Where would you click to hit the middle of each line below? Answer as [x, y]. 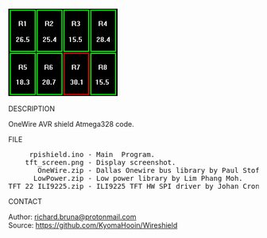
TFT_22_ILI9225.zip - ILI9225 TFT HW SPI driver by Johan [124, 186]
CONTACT [25, 202]
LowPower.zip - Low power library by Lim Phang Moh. [138, 178]
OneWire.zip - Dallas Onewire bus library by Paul [138, 170]
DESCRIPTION [32, 109]
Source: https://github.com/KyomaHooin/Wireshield [93, 225]
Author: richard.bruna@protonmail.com [72, 217]
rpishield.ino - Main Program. [92, 154]
